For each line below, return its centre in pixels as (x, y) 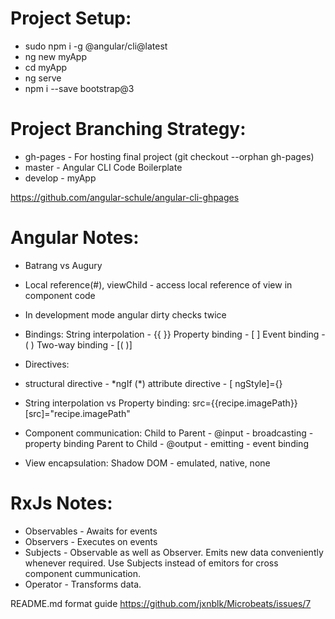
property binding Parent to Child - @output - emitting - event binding (166, 443)
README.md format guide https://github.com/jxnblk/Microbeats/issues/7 (161, 603)
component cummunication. (83, 573)
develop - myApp (60, 178)
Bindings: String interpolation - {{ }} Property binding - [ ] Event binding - (175, 334)
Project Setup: (71, 18)
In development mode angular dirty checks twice (125, 314)
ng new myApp (55, 56)
